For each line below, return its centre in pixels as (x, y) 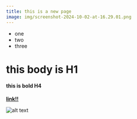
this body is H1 (42, 69)
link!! (12, 99)
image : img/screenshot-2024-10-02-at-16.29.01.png (69, 17)
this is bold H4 (24, 86)
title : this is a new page (39, 11)
